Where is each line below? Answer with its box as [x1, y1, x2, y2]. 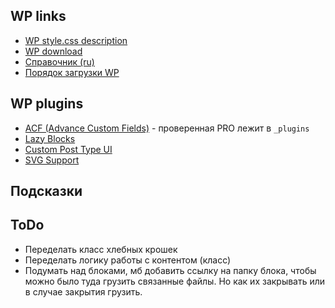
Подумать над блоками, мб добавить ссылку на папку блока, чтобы [24, 264, 317, 276]
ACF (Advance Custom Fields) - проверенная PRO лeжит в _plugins [24, 122, 310, 134]
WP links [10, 8, 67, 25]
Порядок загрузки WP [24, 66, 120, 78]
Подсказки [10, 183, 83, 200]
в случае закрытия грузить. [24, 285, 143, 298]
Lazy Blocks [24, 132, 76, 144]
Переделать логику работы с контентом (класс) [24, 254, 232, 266]
